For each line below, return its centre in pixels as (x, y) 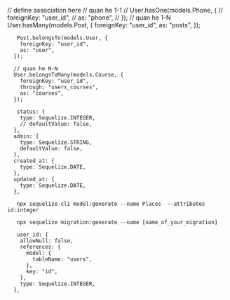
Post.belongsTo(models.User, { (62, 38)
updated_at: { (34, 179)
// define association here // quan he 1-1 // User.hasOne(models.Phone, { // (115, 10)
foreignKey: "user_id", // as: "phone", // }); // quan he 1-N (89, 18)
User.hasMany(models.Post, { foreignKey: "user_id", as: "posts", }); (104, 25)
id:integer (23, 210)
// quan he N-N (36, 69)
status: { (31, 112)
